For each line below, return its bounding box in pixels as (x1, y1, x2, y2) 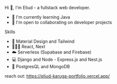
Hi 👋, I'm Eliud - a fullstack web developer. (4, 5, 90, 10)
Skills (4, 29, 16, 34)
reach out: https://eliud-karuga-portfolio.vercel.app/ (4, 73, 110, 79)
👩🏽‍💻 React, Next (11, 44, 45, 49)
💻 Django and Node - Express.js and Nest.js (11, 56, 102, 62)
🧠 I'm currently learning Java (11, 14, 70, 20)
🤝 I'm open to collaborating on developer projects (11, 20, 113, 25)
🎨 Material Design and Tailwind (11, 38, 75, 44)
